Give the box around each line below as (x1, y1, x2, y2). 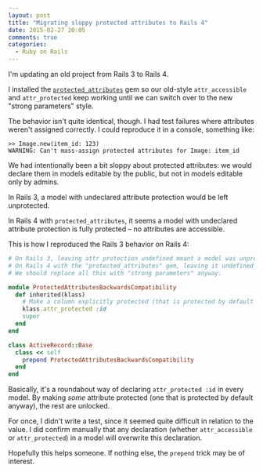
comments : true (8, 33, 58, 42)
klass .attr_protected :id (22, 305, 107, 314)
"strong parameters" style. (8, 101, 94, 111)
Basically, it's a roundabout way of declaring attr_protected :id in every (8, 385, 244, 394)
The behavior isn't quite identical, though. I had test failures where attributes (8, 117, 254, 125)
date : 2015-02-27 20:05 (8, 26, 86, 34)
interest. (8, 456, 35, 467)
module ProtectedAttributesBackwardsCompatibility (8, 283, 177, 291)
